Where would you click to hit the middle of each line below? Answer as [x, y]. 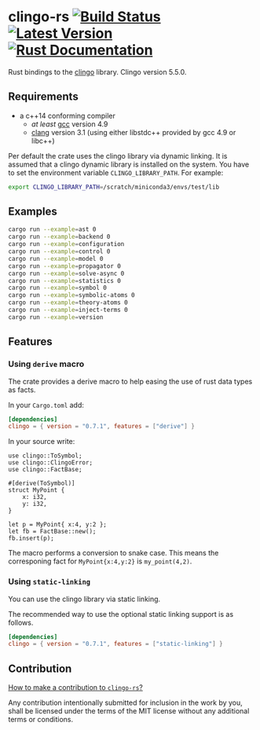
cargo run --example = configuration [66, 244]
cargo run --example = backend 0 [59, 237]
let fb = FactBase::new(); [52, 532]
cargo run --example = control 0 [59, 251]
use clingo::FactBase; [45, 470]
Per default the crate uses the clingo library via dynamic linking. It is [118, 156]
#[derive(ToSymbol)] [42, 483]
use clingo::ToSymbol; [45, 456]
